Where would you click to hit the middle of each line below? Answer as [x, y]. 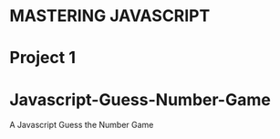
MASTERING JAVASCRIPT [110, 16]
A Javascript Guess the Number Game [82, 125]
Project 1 [42, 58]
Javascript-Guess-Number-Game [140, 99]
